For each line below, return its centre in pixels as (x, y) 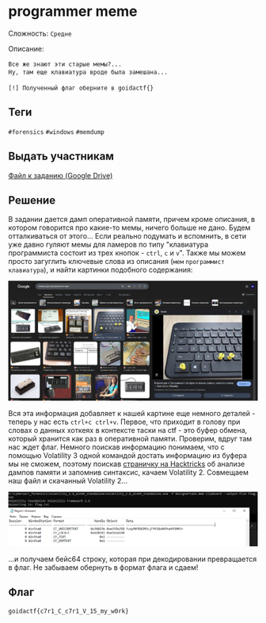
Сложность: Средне (40, 33)
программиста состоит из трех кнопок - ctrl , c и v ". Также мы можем (127, 253)
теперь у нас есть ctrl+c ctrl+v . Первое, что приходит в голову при (124, 422)
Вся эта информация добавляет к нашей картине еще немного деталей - (132, 413)
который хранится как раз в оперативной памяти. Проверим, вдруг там (130, 438)
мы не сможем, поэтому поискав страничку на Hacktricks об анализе (127, 464)
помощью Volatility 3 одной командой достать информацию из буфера (128, 455)
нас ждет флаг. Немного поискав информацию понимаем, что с (117, 447)
